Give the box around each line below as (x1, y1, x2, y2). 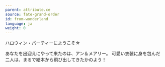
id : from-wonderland (5, 16, 49, 21)
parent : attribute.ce (5, 7, 51, 12)
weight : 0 (5, 26, 26, 31)
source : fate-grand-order (5, 12, 59, 17)
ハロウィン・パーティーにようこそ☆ (5, 40, 80, 46)
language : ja (5, 21, 33, 26)
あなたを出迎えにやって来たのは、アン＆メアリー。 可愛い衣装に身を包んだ (5, 51, 160, 57)
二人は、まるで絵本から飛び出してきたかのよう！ (5, 57, 107, 63)
